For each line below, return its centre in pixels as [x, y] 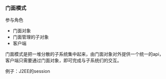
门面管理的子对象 [31, 37]
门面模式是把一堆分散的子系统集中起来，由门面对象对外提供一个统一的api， [85, 54]
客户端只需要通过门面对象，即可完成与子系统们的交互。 [63, 61]
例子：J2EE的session [28, 71]
